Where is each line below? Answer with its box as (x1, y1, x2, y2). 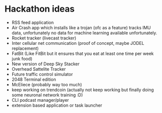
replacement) (11, 45, 39, 51)
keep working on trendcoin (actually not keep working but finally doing (11, 87, 154, 93)
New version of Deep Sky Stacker (11, 61, 80, 67)
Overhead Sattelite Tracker (11, 66, 66, 72)
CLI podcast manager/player (11, 97, 69, 103)
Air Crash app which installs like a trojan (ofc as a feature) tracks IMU (11, 24, 151, 30)
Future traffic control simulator (11, 71, 73, 77)
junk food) (11, 56, 33, 61)
